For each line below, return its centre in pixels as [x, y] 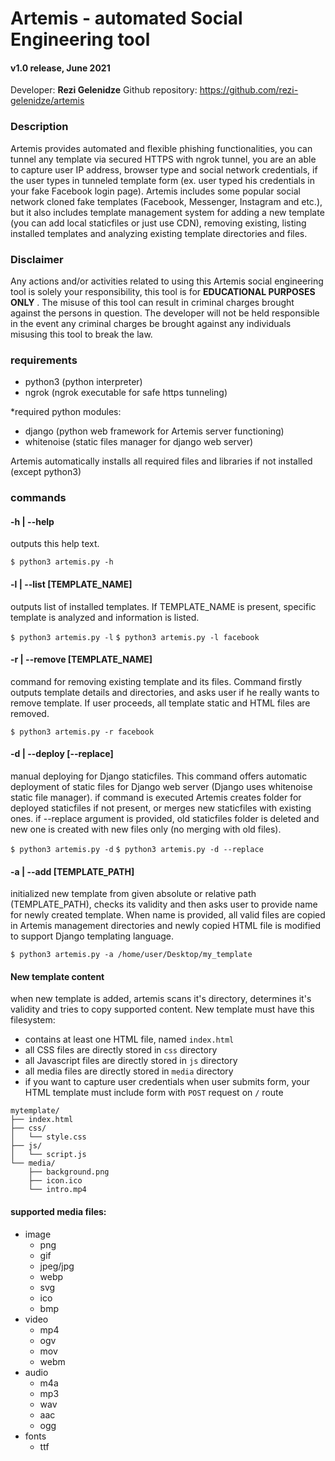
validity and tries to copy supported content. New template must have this [162, 1009]
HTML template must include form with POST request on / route [154, 1093]
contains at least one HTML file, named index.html [129, 1039]
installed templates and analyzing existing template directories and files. [159, 233]
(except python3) [46, 472]
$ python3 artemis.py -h [62, 562]
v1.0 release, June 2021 [60, 68]
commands [38, 498]
